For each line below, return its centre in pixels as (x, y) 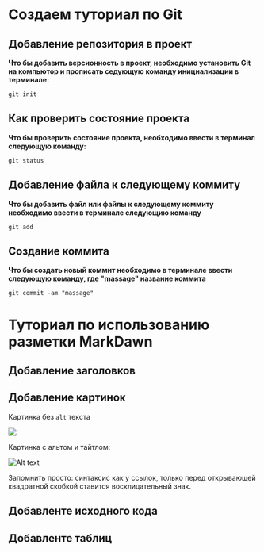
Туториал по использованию (109, 325)
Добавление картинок (67, 398)
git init (23, 94)
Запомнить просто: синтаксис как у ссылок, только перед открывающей (132, 477)
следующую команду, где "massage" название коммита (107, 278)
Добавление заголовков (72, 371)
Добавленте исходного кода (83, 511)
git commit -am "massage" (51, 293)
